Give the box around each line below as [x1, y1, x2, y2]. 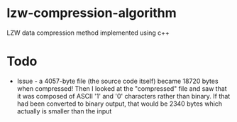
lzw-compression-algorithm [6, 5, 177, 21]
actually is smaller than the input [16, 106, 112, 115]
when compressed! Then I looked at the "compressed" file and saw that [16, 84, 228, 93]
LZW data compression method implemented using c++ [6, 28, 170, 37]
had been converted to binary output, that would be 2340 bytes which [16, 99, 223, 108]
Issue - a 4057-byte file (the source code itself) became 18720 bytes [16, 77, 219, 85]
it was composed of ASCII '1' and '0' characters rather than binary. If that [16, 91, 231, 100]
